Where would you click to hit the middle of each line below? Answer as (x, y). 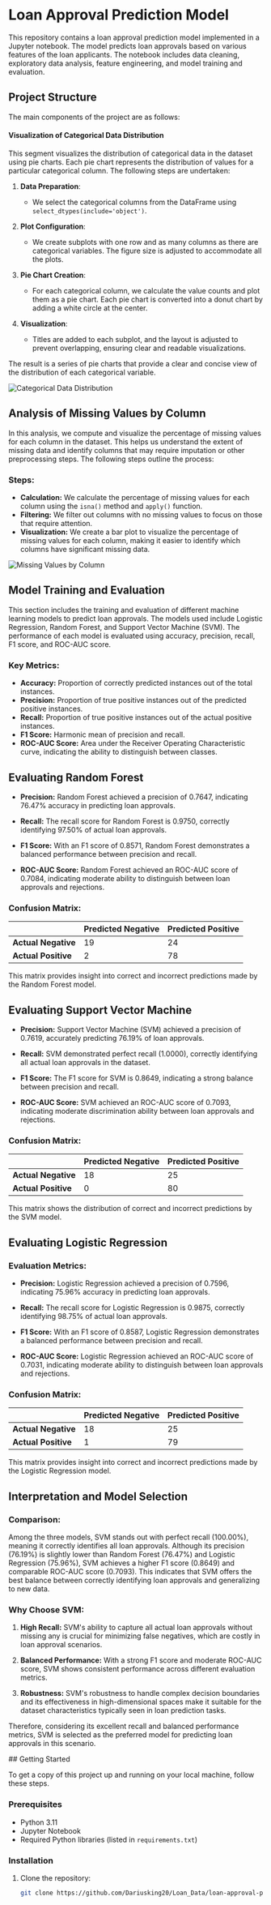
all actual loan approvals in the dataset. (85, 1063)
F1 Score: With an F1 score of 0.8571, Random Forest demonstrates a (135, 845)
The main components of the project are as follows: (94, 117)
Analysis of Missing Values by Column (107, 414)
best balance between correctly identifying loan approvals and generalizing (134, 1580)
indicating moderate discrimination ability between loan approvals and (137, 1111)
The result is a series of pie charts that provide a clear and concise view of (133, 363)
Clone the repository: (55, 1877)
